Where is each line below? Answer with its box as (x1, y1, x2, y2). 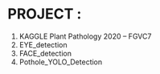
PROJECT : (7, 5, 82, 23)
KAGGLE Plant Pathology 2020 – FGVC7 (18, 31, 152, 41)
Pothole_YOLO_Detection (18, 57, 103, 67)
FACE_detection (18, 48, 72, 58)
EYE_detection (18, 39, 68, 49)
